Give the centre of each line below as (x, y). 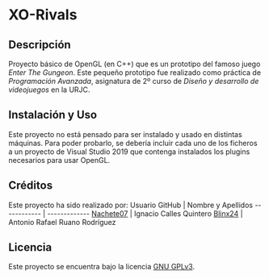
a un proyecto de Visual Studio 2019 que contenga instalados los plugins (129, 152)
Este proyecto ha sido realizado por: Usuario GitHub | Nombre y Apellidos (130, 205)
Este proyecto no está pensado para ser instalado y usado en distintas (125, 134)
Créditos (31, 186)
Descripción (40, 45)
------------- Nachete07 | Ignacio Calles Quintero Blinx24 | (145, 213)
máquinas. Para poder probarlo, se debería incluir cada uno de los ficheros (133, 143)
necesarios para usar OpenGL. (59, 160)
